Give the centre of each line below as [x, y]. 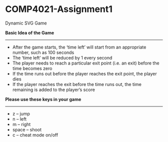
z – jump [21, 113]
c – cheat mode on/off [35, 135]
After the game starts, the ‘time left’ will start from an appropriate [79, 47]
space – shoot [27, 129]
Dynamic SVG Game [26, 23]
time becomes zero [32, 68]
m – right [21, 124]
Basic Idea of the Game [30, 32]
